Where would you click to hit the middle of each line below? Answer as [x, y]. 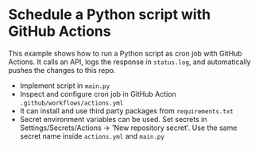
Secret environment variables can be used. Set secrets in [113, 119]
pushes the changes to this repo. [62, 70]
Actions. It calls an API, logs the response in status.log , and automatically [130, 62]
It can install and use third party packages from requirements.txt [127, 111]
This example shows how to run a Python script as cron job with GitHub [125, 53]
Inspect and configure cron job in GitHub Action [98, 94]
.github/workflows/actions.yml [72, 103]
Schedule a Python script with [110, 15]
